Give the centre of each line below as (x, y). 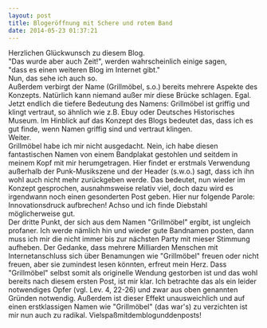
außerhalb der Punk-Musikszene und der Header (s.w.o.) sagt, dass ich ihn (132, 171)
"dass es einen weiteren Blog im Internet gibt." (84, 70)
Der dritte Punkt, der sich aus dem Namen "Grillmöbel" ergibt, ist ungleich (130, 222)
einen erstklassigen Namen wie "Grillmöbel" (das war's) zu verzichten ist (128, 307)
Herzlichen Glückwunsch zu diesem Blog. (77, 53)
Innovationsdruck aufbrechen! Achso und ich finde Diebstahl (108, 205)
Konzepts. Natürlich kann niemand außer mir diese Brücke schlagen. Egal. (130, 96)
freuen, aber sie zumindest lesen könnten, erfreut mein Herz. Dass (118, 264)
